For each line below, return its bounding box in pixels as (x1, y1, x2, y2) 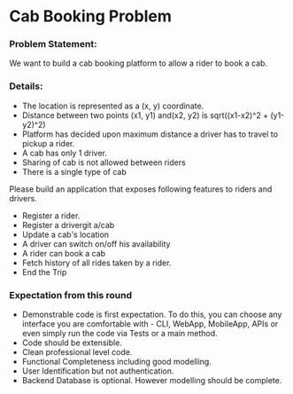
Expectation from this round (9, 288, 133, 301)
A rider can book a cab (21, 248, 106, 258)
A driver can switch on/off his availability (21, 238, 171, 249)
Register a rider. (21, 210, 81, 221)
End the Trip (21, 266, 67, 277)
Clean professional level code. (21, 347, 133, 358)
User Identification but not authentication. (21, 366, 174, 376)
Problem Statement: (9, 38, 97, 51)
